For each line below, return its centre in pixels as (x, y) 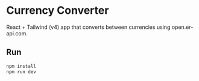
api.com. (17, 33)
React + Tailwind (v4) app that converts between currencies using (88, 27)
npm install (21, 66)
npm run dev (21, 72)
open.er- (182, 27)
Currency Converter (58, 10)
